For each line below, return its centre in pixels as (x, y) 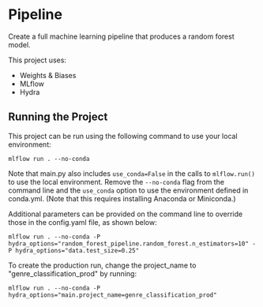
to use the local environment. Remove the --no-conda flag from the (116, 182)
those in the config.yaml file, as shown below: (83, 222)
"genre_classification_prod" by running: (72, 273)
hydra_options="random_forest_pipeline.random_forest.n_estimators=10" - (132, 243)
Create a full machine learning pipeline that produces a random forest (121, 36)
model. (19, 44)
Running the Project (58, 117)
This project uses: (38, 60)
